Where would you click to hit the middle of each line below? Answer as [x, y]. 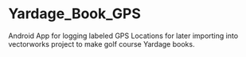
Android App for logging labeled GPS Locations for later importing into [123, 36]
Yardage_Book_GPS [74, 14]
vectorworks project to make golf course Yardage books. [102, 44]
